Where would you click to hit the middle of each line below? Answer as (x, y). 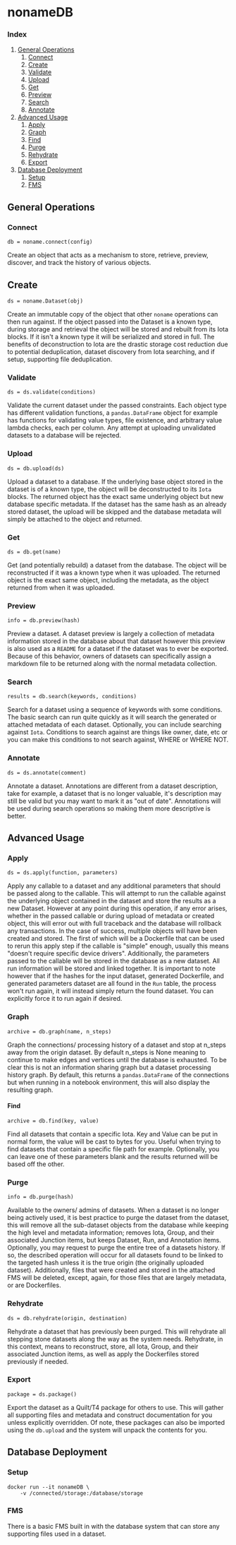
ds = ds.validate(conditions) (52, 392)
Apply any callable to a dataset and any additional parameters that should (114, 886)
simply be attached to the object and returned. (75, 519)
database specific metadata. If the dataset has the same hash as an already (117, 504)
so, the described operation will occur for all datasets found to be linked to (115, 1255)
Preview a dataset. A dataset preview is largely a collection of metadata (111, 634)
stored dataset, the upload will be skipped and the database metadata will (114, 511)
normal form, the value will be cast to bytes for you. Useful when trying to (114, 1141)
